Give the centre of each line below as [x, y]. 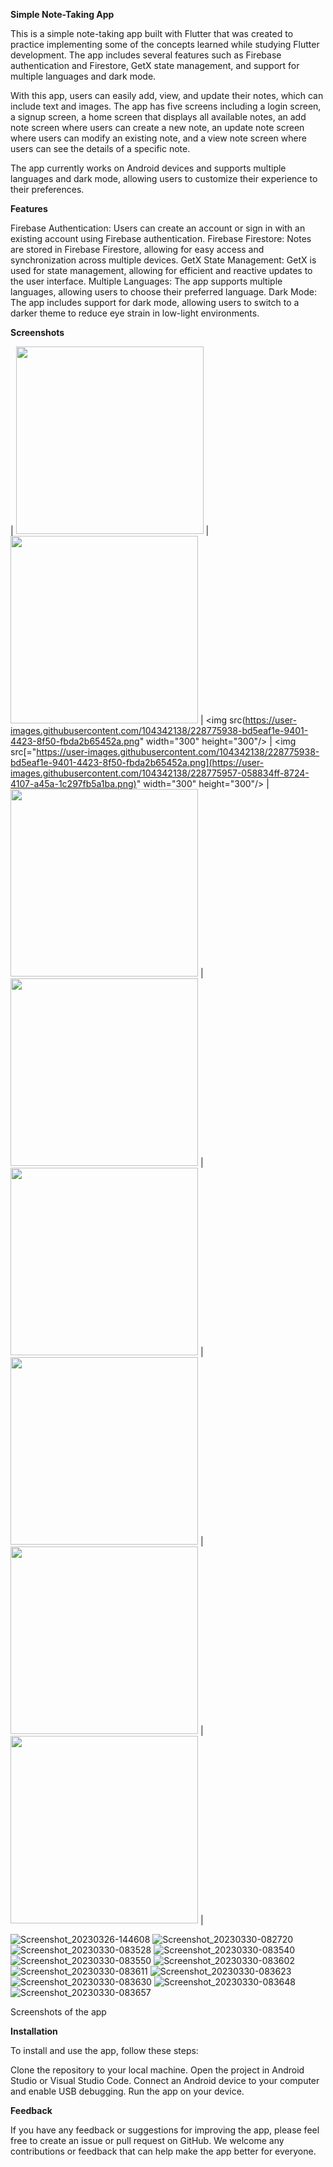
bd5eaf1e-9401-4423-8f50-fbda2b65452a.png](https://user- [137, 762]
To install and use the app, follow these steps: [104, 2050]
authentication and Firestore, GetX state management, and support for [155, 65]
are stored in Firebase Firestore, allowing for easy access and [137, 249]
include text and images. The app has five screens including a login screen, [166, 106]
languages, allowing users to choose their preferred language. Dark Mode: [163, 292]
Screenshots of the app [58, 2012]
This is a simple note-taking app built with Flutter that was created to [152, 33]
